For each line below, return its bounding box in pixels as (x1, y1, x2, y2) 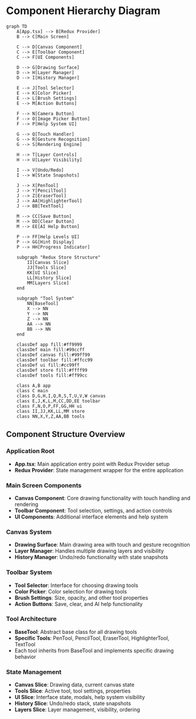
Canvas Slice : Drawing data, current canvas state (14, 681, 135, 689)
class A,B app (16, 382, 51, 388)
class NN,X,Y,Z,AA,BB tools (16, 413, 85, 419)
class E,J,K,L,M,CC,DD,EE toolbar (16, 398, 101, 404)
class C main (16, 388, 49, 394)
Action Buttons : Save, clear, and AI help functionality (14, 600, 143, 608)
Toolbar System (6, 568, 52, 576)
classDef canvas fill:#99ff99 (16, 352, 91, 358)
